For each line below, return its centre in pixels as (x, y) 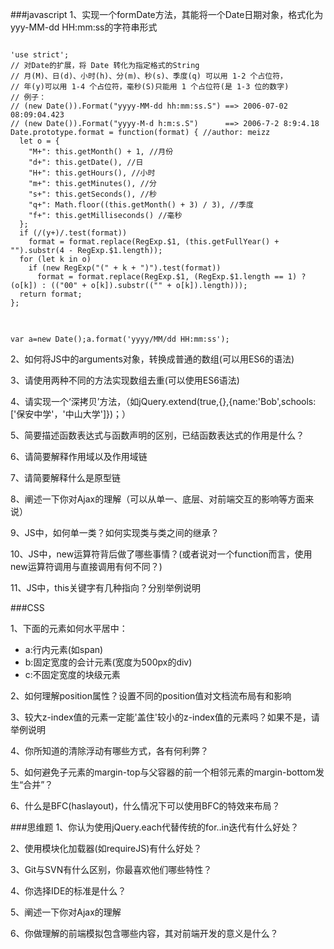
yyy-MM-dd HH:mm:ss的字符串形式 (84, 27)
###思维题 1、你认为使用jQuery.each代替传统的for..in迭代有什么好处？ (155, 827)
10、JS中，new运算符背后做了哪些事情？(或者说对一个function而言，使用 (161, 554)
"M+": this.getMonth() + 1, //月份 (101, 152)
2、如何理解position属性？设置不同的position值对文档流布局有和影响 (151, 696)
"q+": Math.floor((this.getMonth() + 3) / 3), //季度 (141, 205)
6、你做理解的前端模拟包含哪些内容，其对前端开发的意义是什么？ (144, 933)
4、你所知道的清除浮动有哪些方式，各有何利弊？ (110, 751)
